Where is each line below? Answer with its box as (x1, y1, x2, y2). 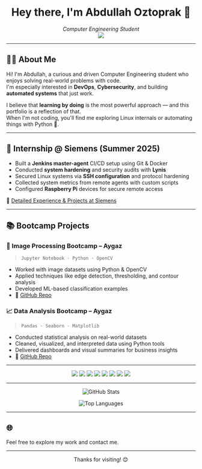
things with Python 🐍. (6, 120, 59, 128)
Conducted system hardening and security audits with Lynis (14, 166, 167, 173)
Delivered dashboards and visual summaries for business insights (14, 346, 178, 353)
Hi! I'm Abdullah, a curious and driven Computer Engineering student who (6, 70, 189, 78)
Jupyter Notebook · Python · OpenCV (20, 255, 113, 261)
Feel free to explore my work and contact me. (6, 439, 119, 446)
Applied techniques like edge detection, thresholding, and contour (14, 272, 179, 279)
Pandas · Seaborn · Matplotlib (20, 323, 100, 329)
